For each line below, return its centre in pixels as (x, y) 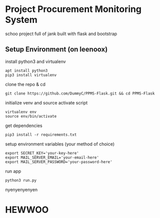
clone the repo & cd (25, 84)
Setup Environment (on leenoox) (57, 49)
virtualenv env (21, 112)
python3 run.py (21, 180)
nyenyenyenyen (21, 189)
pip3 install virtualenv (31, 75)
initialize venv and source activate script (47, 102)
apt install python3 (27, 70)
